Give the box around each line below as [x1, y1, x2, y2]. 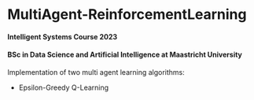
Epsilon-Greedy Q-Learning [18, 83, 109, 92]
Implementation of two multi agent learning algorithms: [7, 67, 186, 76]
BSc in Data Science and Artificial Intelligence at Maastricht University [7, 50, 243, 60]
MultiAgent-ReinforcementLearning [7, 6, 247, 24]
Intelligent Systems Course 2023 [7, 31, 118, 41]
